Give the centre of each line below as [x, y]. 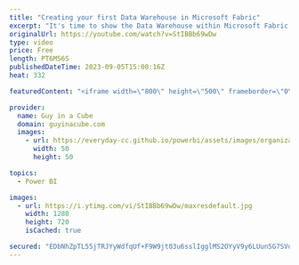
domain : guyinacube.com [61, 124]
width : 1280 [47, 214]
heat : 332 [28, 76]
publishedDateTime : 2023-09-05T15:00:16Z [87, 68]
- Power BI [37, 181]
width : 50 [51, 149]
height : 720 [47, 222]
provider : [28, 108]
